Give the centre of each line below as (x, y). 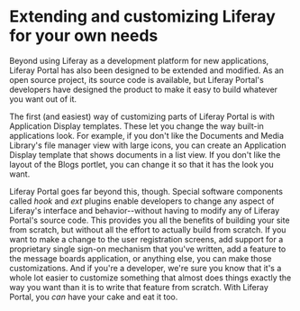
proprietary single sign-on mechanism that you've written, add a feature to (148, 249)
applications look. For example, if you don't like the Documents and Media (146, 135)
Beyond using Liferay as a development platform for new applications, (139, 60)
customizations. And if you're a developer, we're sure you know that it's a (145, 268)
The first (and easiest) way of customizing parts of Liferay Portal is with (142, 116)
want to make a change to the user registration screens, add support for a (146, 239)
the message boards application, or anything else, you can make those (141, 258)
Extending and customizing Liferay (143, 17)
